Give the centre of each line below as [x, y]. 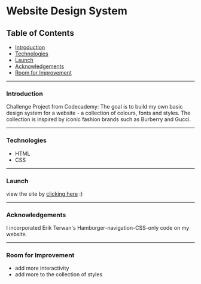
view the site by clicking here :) [45, 194]
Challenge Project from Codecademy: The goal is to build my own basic [95, 107]
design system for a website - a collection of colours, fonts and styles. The [98, 113]
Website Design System [67, 11]
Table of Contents [40, 33]
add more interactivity [42, 268]
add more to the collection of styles [59, 274]
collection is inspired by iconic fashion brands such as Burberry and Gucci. [99, 119]
